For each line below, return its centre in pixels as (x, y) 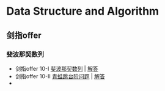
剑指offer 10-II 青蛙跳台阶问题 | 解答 (60, 76)
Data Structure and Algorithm (83, 11)
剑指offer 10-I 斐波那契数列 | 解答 (57, 68)
